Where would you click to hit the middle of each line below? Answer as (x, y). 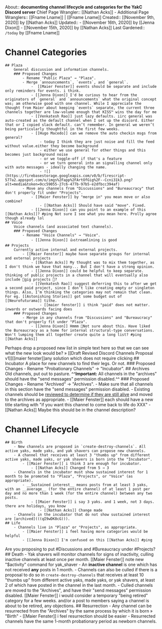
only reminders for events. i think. (43, 91)
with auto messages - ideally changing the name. (56, 167)
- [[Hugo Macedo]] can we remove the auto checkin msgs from (94, 133)
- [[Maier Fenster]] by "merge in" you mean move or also (90, 197)
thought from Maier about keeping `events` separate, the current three (80, 108)
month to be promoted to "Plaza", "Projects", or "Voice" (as (69, 476)
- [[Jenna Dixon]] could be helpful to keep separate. (87, 271)
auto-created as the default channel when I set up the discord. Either (80, 120)
